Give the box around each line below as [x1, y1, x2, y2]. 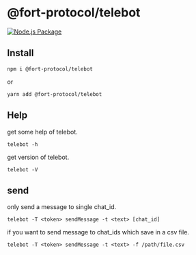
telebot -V [7, 166, 38, 173]
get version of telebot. [7, 153, 70, 161]
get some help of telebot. [7, 127, 79, 136]
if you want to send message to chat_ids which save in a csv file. [7, 228, 190, 236]
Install [7, 47, 34, 59]
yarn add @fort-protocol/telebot [7, 90, 102, 97]
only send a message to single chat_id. [7, 203, 117, 211]
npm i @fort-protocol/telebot [7, 65, 94, 73]
